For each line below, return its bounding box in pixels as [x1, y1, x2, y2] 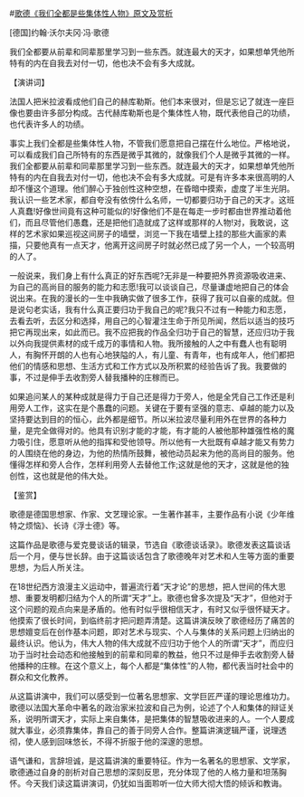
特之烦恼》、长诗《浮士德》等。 [9, 520, 125, 531]
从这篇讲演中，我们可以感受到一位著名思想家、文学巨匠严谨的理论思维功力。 [9, 691, 295, 701]
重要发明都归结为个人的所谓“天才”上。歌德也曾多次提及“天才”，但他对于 [24, 593, 293, 603]
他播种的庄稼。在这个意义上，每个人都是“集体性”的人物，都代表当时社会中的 [9, 660, 294, 671]
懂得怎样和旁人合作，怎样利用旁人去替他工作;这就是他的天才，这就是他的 [9, 460, 282, 470]
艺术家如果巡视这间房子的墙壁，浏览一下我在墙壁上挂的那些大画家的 [24, 229, 279, 239]
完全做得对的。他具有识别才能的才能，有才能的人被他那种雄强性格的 [33, 425, 287, 436]
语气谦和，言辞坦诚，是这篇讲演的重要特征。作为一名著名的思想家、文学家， [9, 755, 295, 766]
